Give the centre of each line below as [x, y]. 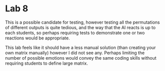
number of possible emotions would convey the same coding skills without [81, 58]
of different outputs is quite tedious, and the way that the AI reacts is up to [81, 27]
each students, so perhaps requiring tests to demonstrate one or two [75, 33]
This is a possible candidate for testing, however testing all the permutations [82, 22]
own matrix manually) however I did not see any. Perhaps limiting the [75, 53]
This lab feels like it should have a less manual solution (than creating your [81, 47]
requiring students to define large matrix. [47, 63]
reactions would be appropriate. [37, 38]
